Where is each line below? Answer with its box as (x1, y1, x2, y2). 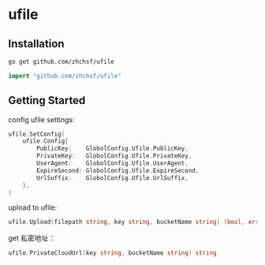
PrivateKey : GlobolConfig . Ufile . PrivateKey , (36, 152, 192, 160)
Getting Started (8, 94, 86, 107)
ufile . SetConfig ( (8, 130, 65, 138)
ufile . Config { (22, 137, 69, 145)
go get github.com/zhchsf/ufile (8, 58, 114, 65)
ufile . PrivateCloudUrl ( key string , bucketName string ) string (8, 249, 217, 257)
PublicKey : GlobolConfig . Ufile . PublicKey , (36, 144, 189, 153)
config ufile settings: (8, 114, 75, 124)
